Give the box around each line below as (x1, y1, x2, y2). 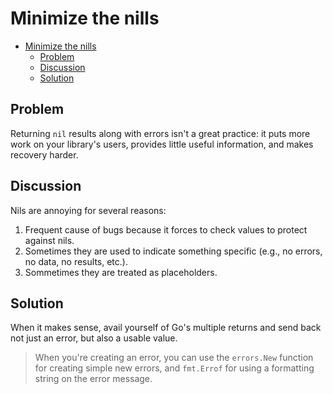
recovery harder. (10, 148, 79, 161)
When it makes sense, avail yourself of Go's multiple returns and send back (10, 322, 322, 334)
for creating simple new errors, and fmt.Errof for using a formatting (34, 362, 315, 374)
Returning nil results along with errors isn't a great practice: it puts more (10, 127, 311, 139)
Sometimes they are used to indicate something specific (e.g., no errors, (24, 245, 323, 257)
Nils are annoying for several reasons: (10, 204, 167, 216)
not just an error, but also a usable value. (10, 332, 178, 344)
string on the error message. (34, 373, 153, 385)
